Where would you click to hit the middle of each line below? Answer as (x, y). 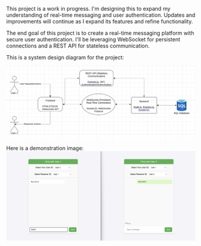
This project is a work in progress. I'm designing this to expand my (88, 9)
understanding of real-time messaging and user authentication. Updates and (101, 15)
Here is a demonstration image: (45, 148)
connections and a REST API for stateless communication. (78, 46)
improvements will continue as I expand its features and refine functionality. (100, 21)
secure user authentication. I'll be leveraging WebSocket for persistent (93, 39)
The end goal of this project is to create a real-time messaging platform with (100, 33)
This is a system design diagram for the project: (65, 57)
